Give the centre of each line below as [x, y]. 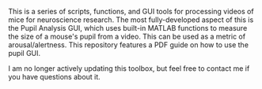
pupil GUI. [25, 53]
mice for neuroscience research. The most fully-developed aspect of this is [131, 20]
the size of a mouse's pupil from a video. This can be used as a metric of [127, 36]
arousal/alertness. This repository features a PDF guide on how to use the [129, 45]
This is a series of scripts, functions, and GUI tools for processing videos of [131, 11]
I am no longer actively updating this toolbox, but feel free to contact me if [129, 69]
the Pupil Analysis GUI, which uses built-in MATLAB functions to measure [128, 28]
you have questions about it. [54, 77]
